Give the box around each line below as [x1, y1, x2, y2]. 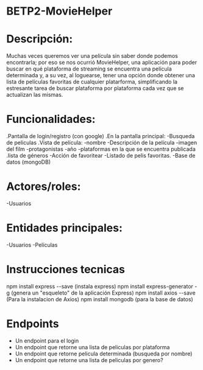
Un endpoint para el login [15, 337, 79, 344]
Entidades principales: [6, 221, 123, 235]
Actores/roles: [6, 180, 81, 194]
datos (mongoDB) [6, 158, 51, 166]
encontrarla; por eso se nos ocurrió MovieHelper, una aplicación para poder [6, 59, 197, 66]
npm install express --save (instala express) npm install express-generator [6, 282, 194, 290]
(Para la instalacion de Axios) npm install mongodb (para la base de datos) [6, 295, 193, 302]
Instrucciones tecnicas [6, 263, 126, 276]
